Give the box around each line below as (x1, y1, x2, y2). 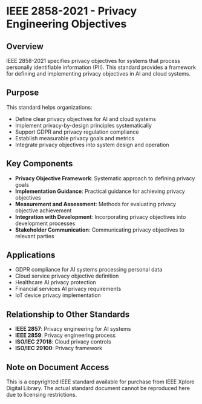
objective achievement (15, 207, 72, 214)
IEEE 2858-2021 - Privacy (6, 4, 137, 18)
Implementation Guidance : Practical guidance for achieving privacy (15, 187, 186, 195)
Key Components (6, 158, 73, 169)
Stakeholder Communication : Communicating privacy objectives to (15, 226, 184, 233)
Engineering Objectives (6, 17, 127, 31)
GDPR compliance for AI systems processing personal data (15, 266, 163, 273)
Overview (6, 41, 44, 51)
